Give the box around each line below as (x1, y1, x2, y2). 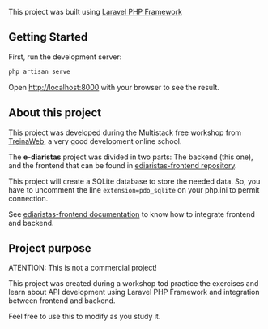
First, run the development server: (8, 52, 122, 62)
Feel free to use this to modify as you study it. (8, 312, 161, 322)
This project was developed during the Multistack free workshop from (8, 128, 242, 137)
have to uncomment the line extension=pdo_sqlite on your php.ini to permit (8, 184, 260, 194)
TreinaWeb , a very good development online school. (8, 136, 182, 145)
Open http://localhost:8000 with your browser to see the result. (8, 82, 220, 92)
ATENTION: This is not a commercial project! (8, 263, 158, 273)
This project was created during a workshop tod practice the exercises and (8, 279, 259, 288)
